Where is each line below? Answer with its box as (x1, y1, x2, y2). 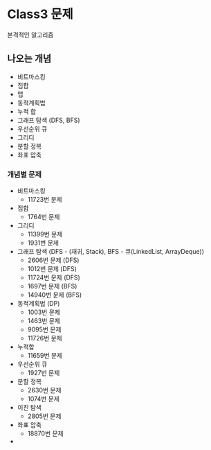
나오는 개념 (7, 53, 52, 64)
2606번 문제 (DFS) (27, 256, 80, 264)
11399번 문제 (27, 230, 63, 239)
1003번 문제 (27, 308, 61, 316)
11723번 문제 (27, 196, 62, 204)
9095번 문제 (27, 325, 62, 334)
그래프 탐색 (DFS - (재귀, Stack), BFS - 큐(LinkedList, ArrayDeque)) (17, 248, 205, 256)
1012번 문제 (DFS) (27, 265, 77, 273)
